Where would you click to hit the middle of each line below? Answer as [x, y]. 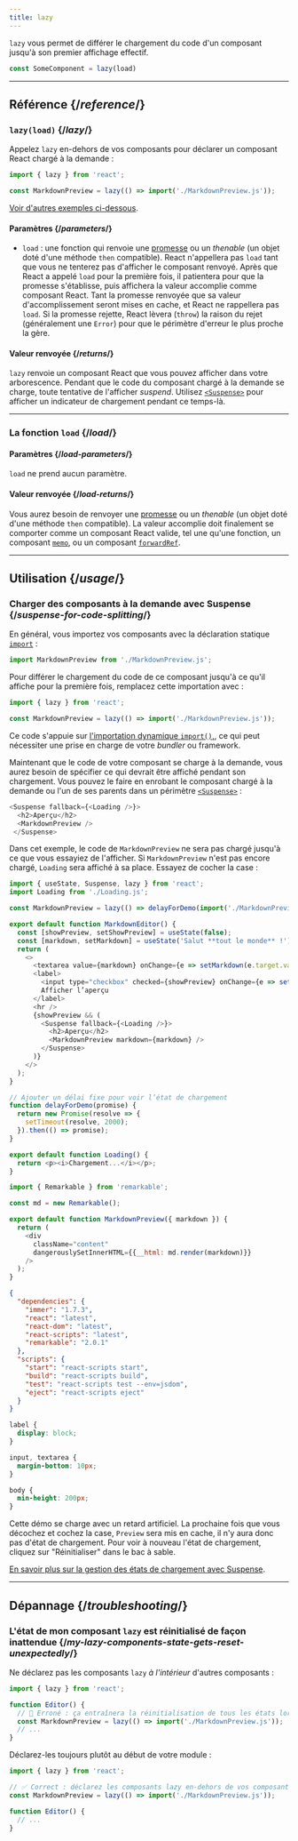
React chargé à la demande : [62, 159]
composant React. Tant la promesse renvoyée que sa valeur [131, 295]
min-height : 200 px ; [53, 1499]
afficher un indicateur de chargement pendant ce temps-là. [118, 402]
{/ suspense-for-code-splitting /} [80, 614]
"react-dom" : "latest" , [69, 1326]
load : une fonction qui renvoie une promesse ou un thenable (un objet [151, 248]
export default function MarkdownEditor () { [93, 925]
